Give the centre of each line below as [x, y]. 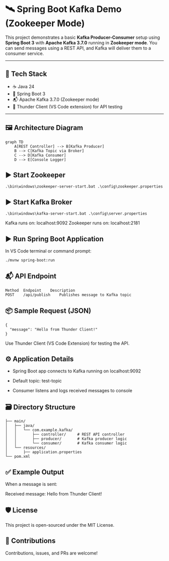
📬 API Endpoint [31, 276]
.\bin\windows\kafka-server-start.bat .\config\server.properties [76, 214]
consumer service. [25, 53]
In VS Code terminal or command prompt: [48, 251]
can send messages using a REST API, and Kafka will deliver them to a [78, 48]
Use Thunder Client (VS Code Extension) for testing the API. [67, 343]
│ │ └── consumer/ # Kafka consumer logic [66, 444]
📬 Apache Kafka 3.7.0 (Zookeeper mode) [56, 99]
